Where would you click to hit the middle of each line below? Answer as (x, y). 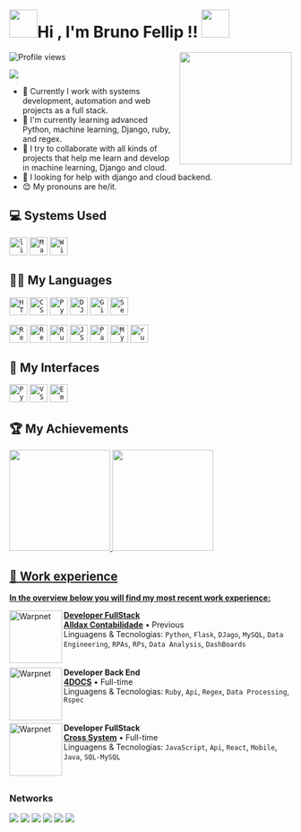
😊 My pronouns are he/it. (69, 186)
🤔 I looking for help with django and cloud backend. (117, 177)
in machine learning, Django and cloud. (95, 167)
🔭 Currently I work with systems (81, 91)
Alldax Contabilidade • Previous (124, 625)
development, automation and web (86, 101)
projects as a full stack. (65, 110)
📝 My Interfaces (55, 368)
